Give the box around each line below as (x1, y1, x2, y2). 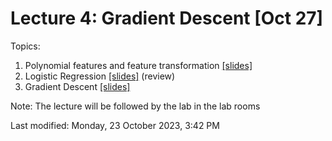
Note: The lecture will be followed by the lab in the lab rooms (10, 100, 261, 112)
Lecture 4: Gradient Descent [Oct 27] (10, 7, 324, 30)
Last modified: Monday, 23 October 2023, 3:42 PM (10, 119, 220, 131)
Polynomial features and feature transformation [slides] (24, 59, 253, 71)
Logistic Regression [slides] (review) (24, 70, 176, 82)
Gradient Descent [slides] (24, 80, 131, 92)
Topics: (10, 40, 41, 52)
